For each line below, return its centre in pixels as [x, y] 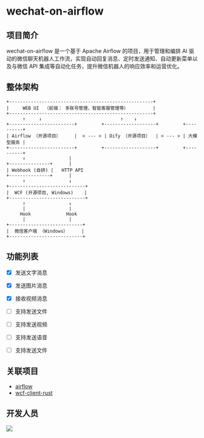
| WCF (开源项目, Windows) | [47, 193]
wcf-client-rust [34, 393]
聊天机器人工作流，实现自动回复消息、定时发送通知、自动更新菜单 [110, 58]
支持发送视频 [31, 324]
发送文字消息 [31, 272]
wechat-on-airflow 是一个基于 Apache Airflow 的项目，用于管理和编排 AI [97, 51]
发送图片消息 [31, 285]
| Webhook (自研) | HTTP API [45, 170]
